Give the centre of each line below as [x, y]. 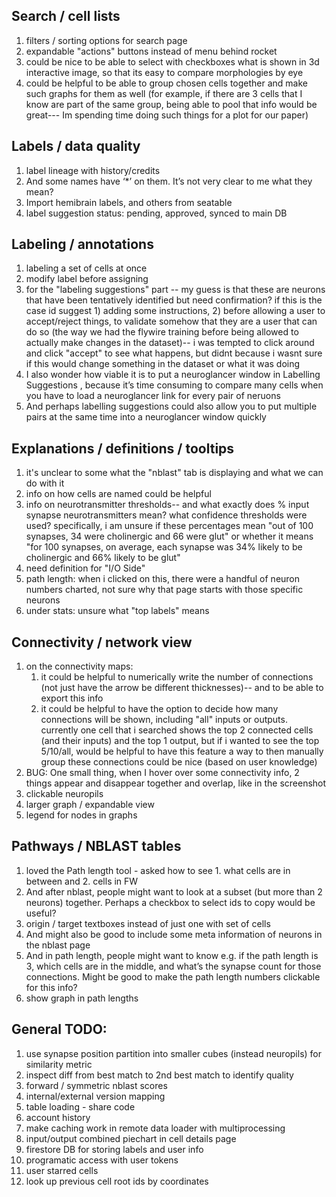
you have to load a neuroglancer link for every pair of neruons [153, 396]
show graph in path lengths [82, 998]
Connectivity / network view [102, 642]
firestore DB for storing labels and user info [114, 1149]
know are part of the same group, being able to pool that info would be [171, 104]
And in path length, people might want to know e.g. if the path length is [172, 955]
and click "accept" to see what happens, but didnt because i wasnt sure [174, 353]
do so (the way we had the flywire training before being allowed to [162, 332]
